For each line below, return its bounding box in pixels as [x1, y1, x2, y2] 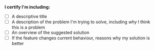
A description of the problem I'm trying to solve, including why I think [11, 19, 151, 25]
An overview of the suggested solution [11, 30, 90, 35]
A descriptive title [11, 14, 47, 19]
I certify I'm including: [4, 4, 50, 10]
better [11, 41, 24, 47]
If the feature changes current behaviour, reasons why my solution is [11, 35, 150, 41]
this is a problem [11, 24, 45, 31]
